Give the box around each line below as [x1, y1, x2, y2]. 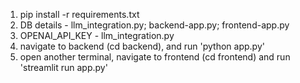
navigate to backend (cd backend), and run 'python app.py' [19, 40, 265, 52]
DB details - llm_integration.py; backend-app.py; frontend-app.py [19, 19, 290, 31]
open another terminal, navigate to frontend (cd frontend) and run [19, 51, 291, 63]
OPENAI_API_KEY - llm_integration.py [19, 30, 175, 41]
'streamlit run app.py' [19, 62, 108, 73]
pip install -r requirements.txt [19, 9, 140, 20]
